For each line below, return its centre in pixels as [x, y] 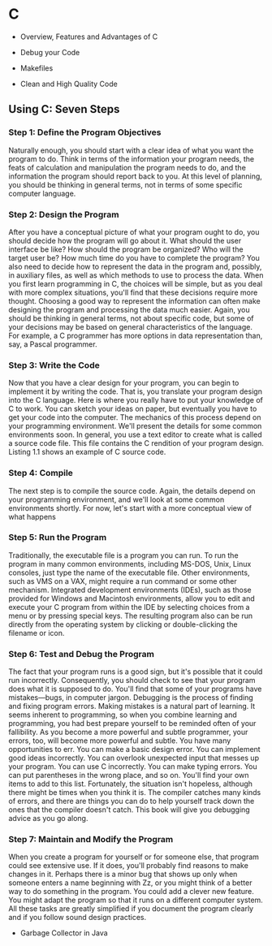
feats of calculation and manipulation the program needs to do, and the [127, 167]
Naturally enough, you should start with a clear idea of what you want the [131, 150]
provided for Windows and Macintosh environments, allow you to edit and [132, 598]
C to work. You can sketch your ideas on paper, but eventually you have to [133, 409]
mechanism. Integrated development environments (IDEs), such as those [130, 590]
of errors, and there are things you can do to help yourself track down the [132, 801]
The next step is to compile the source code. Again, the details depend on [132, 490]
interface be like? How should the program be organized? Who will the [126, 249]
